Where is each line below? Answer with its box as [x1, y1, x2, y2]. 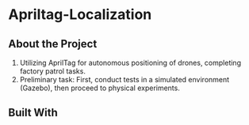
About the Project [8, 37, 98, 51]
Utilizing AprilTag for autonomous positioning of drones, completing [19, 58, 242, 67]
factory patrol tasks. [19, 66, 86, 76]
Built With [8, 106, 58, 119]
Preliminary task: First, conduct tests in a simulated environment [19, 75, 230, 84]
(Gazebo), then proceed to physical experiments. [19, 83, 180, 93]
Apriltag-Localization [8, 6, 152, 24]
